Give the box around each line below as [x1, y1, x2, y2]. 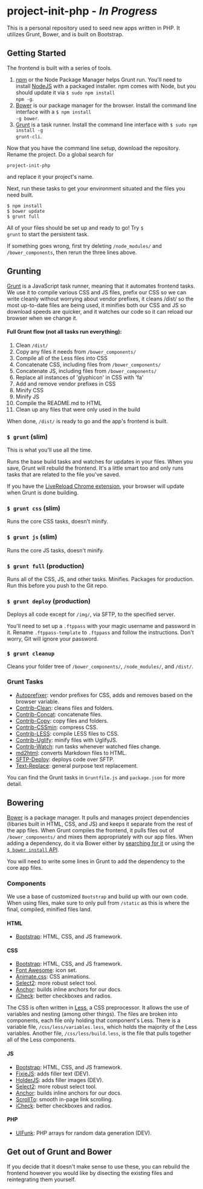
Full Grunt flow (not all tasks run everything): [7, 328, 122, 335]
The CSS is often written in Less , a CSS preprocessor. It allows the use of [7, 1004, 190, 1011]
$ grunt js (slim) [7, 533, 57, 542]
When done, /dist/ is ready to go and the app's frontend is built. [7, 417, 169, 424]
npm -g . [15, 95, 34, 102]
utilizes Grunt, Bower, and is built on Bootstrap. [7, 30, 124, 37]
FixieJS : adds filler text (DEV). [15, 1070, 90, 1077]
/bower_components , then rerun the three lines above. [7, 248, 137, 256]
